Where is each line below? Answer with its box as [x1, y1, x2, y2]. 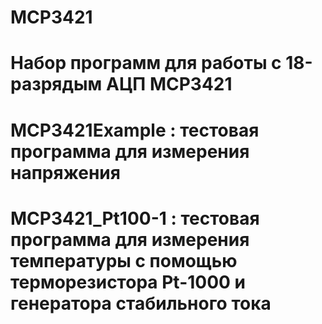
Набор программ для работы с [10, 52, 282, 75]
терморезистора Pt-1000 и [10, 271, 247, 293]
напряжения [10, 161, 121, 184]
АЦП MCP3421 [105, 73, 233, 96]
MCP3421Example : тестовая [10, 119, 260, 141]
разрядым [10, 73, 103, 96]
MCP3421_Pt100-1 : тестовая [10, 207, 260, 230]
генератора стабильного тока [10, 292, 272, 315]
